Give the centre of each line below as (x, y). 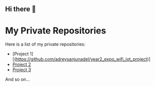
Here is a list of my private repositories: (45, 44)
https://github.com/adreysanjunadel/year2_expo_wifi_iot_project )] (83, 59)
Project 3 (22, 70)
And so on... (17, 80)
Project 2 (22, 65)
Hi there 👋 (21, 9)
